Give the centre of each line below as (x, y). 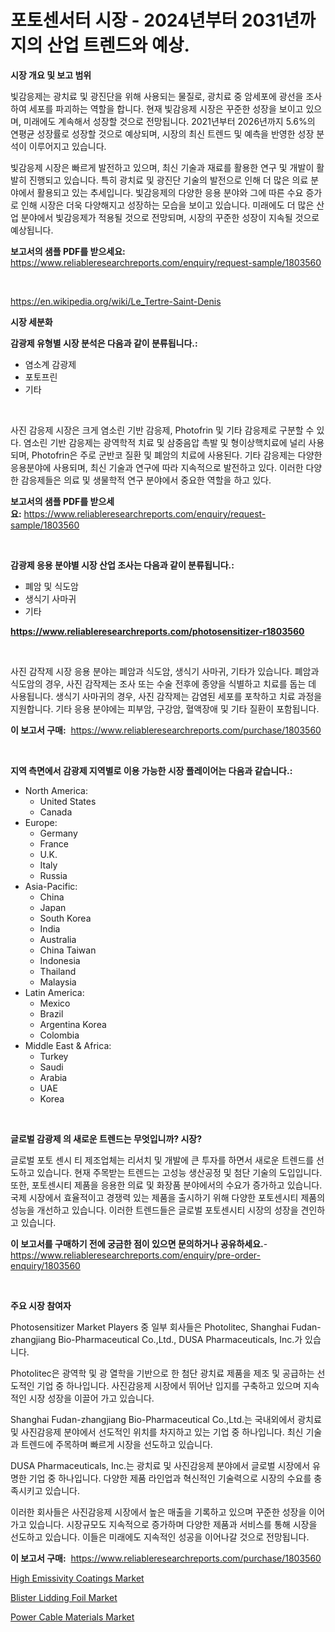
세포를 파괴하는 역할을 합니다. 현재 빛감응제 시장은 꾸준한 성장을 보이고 (166, 108)
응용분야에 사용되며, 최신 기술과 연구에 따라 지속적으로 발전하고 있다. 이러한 (157, 467)
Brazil (51, 1013)
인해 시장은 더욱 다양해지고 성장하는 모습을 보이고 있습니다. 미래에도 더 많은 (167, 205)
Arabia (53, 1077)
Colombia (59, 1035)
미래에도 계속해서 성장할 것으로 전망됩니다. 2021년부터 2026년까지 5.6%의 (169, 121)
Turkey (54, 1056)
